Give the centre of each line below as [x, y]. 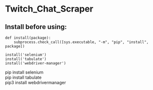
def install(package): [28, 38]
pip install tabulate [23, 77]
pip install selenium [24, 72]
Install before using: [36, 27]
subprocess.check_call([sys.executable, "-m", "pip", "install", [81, 42]
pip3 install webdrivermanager [36, 82]
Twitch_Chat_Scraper [49, 9]
